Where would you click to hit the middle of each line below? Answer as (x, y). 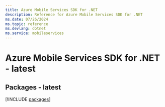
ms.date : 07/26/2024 (27, 19)
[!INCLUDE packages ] (28, 99)
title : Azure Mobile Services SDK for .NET (52, 10)
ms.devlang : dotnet (26, 29)
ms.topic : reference (27, 24)
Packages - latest (33, 87)
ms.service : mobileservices (35, 33)
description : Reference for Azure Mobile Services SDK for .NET (74, 15)
